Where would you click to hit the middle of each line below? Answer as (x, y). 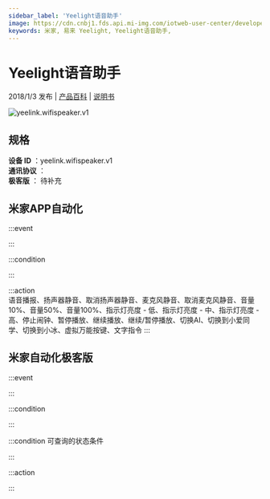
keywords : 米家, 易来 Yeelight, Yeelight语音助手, (90, 30)
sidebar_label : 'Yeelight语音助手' (65, 16)
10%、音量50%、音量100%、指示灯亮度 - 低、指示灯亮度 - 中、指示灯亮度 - (134, 310)
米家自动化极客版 (51, 358)
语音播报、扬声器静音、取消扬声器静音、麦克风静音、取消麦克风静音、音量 (131, 300)
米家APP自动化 (45, 208)
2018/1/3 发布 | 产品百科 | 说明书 (61, 96)
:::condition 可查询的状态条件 (56, 440)
